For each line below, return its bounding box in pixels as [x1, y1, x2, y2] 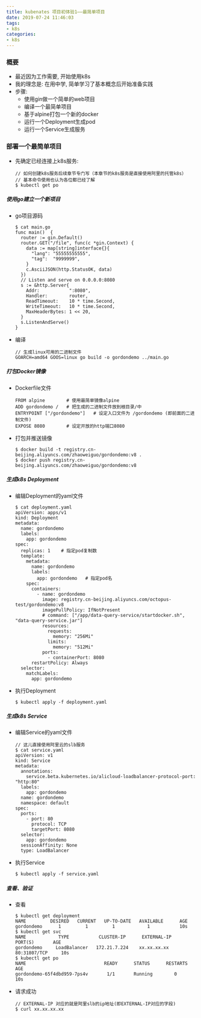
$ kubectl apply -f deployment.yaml [14, 699, 107, 705]
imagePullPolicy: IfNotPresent [42, 607, 120, 613]
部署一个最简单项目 [6, 143, 62, 151]
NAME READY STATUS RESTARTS [14, 961, 188, 967]
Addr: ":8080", [26, 288, 91, 294]
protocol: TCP [31, 821, 67, 828]
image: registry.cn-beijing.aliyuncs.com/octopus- [42, 596, 172, 602]
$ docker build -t [14, 446, 61, 453]
